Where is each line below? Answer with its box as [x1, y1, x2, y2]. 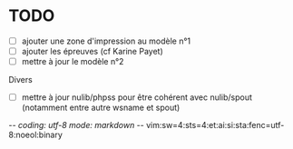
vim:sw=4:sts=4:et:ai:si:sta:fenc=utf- [145, 120, 285, 131]
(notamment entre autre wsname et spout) [21, 102, 181, 114]
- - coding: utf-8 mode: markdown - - [8, 120, 144, 131]
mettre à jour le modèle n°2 [21, 56, 124, 67]
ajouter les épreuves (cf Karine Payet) [21, 46, 164, 56]
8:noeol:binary [8, 129, 63, 141]
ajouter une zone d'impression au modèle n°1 [21, 35, 191, 46]
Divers [8, 74, 33, 85]
